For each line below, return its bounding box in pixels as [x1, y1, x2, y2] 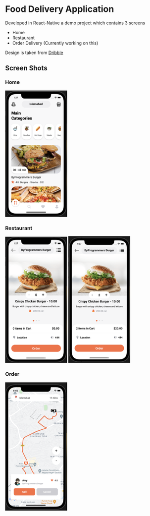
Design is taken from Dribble [5, 50, 63, 56]
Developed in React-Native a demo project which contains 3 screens [5, 20, 145, 26]
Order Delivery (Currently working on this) [12, 40, 99, 46]
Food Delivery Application [5, 3, 114, 15]
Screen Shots [5, 64, 48, 72]
